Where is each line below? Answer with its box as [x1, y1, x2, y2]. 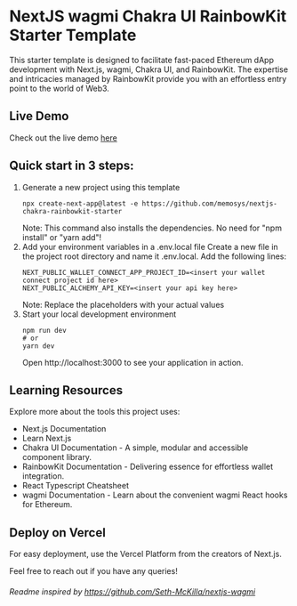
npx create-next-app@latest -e [21, 198, 139, 208]
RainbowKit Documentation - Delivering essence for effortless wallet [21, 461, 274, 473]
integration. [21, 471, 65, 481]
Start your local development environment [21, 309, 177, 319]
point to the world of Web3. [9, 83, 109, 93]
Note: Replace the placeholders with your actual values [21, 299, 225, 310]
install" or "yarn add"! [21, 231, 102, 242]
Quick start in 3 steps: [9, 158, 134, 174]
